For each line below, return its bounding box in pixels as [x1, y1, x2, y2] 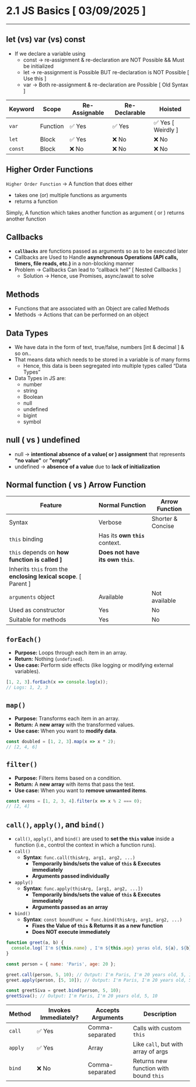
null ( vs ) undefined [6, 435, 80, 445]
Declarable [114, 108, 146, 116]
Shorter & [151, 515, 178, 523]
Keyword [9, 105, 35, 113]
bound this [132, 1072, 164, 1080]
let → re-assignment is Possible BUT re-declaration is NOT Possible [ [23, 68, 190, 75]
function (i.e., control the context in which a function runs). [14, 841, 156, 848]
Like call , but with [132, 1040, 183, 1048]
